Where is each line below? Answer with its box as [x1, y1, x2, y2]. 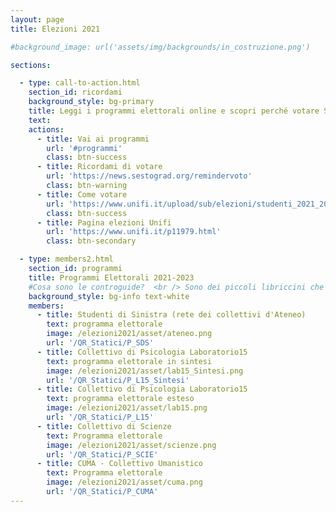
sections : [10, 60, 52, 70]
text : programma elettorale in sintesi [46, 356, 213, 366]
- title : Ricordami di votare [36, 162, 163, 172]
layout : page [10, 14, 65, 25]
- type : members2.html [19, 254, 114, 265]
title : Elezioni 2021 [10, 24, 101, 34]
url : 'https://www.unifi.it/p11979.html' [46, 227, 222, 237]
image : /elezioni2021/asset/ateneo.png [46, 329, 213, 339]
